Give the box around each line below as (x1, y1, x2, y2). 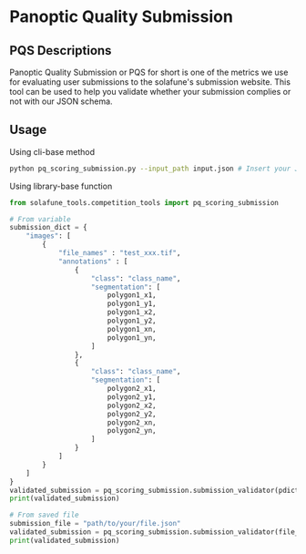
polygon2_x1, (107, 385, 157, 394)
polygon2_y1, (107, 392, 157, 402)
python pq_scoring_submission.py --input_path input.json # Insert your (9, 164, 291, 173)
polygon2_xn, (107, 417, 157, 427)
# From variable (9, 214, 71, 224)
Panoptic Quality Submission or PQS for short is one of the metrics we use (9, 67, 289, 77)
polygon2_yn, (107, 426, 157, 436)
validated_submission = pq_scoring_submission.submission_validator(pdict (9, 486, 300, 495)
